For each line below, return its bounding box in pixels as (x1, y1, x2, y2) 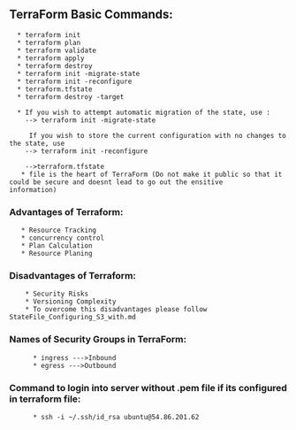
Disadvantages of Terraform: (9, 270, 137, 282)
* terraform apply (17, 53, 86, 63)
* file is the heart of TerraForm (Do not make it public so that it (20, 170, 283, 179)
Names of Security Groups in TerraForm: (9, 334, 187, 346)
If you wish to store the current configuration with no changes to (28, 131, 287, 140)
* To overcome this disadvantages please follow (25, 305, 208, 314)
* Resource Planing (20, 250, 93, 258)
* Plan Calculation (20, 242, 93, 250)
